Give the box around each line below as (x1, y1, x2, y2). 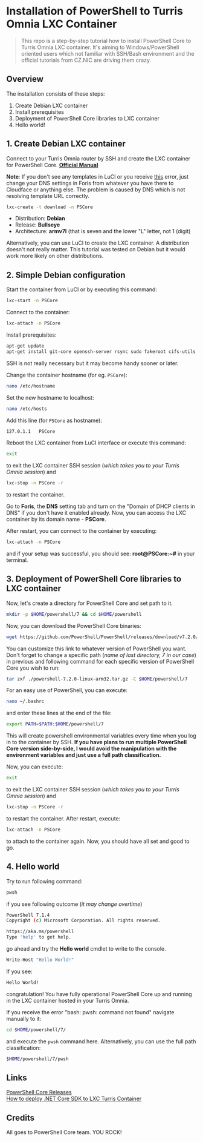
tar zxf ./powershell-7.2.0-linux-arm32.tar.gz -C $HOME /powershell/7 (6, 676, 188, 682)
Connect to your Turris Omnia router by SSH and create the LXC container (6, 154, 191, 162)
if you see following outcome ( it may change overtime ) (6, 900, 143, 908)
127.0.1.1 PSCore (6, 428, 56, 434)
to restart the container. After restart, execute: (6, 814, 121, 822)
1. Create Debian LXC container (6, 139, 126, 149)
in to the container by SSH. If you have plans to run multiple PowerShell (6, 739, 187, 746)
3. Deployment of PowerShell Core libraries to (6, 574, 182, 584)
